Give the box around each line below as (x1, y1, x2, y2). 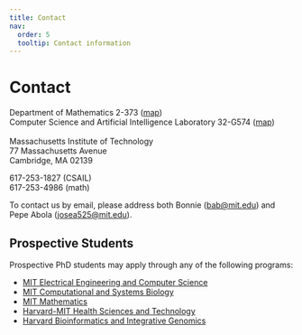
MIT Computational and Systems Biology (22, 286, 174, 297)
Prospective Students (9, 236, 134, 251)
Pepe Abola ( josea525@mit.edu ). (9, 209, 133, 220)
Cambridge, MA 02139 (9, 155, 93, 166)
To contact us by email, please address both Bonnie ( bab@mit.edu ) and (9, 200, 276, 210)
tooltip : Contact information (17, 38, 131, 48)
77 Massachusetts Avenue (9, 145, 107, 156)
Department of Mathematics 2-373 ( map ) (9, 107, 163, 118)
